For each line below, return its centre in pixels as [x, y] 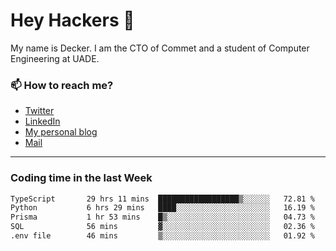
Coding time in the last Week [81, 178]
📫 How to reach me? [62, 85]
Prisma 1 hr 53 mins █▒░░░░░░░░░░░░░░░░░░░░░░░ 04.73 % [162, 217]
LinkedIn [42, 121]
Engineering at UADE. [55, 58]
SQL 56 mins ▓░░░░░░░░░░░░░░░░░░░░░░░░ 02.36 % [162, 227]
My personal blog [61, 132]
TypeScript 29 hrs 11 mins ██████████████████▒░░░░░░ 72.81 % [162, 199]
